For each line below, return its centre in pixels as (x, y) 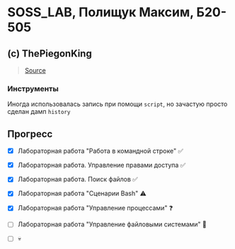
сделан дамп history (39, 112)
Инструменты (33, 88)
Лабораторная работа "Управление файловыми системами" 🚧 (112, 224)
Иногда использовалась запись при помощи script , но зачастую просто (117, 104)
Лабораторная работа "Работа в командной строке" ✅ (101, 151)
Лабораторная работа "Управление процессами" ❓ (95, 208)
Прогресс (30, 134)
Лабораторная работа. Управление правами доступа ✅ (102, 165)
